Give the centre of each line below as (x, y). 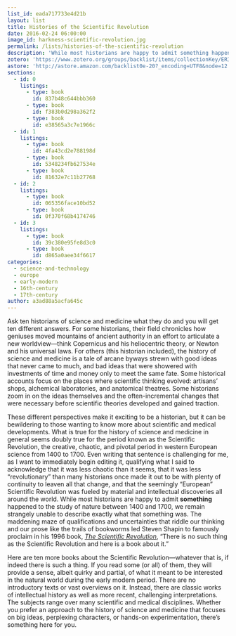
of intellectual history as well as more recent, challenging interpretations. (112, 595)
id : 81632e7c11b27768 (64, 177)
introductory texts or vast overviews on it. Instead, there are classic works (114, 588)
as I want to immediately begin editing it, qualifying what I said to (101, 462)
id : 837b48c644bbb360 (64, 99)
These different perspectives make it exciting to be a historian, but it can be (117, 417)
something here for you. (42, 625)
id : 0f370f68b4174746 (64, 216)
